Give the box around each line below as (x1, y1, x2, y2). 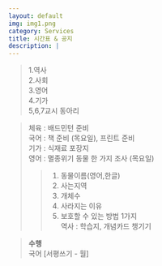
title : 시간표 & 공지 (8, 34, 73, 43)
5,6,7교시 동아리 (28, 106, 79, 116)
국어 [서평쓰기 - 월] (28, 249, 89, 259)
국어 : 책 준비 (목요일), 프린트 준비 (28, 133, 135, 143)
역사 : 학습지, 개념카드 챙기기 (60, 221, 151, 231)
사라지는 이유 (60, 201, 103, 211)
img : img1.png (8, 19, 57, 28)
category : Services (8, 27, 75, 35)
